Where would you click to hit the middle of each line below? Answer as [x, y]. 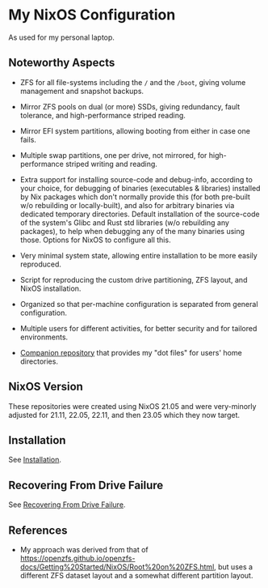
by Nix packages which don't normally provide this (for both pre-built [135, 197]
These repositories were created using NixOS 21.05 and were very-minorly [132, 406]
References [38, 530]
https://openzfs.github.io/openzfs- [77, 558]
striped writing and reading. [111, 164]
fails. [28, 139]
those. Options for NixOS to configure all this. [95, 240]
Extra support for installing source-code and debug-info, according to [136, 179]
